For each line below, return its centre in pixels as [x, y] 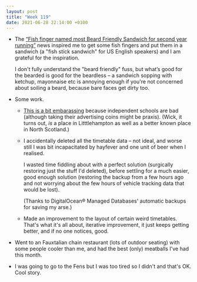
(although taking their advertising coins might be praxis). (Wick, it [103, 117]
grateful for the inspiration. [47, 58]
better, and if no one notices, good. [66, 231]
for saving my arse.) [48, 207]
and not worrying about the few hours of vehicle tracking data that [104, 183]
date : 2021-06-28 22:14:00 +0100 [47, 22]
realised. [34, 153]
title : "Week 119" [29, 17]
